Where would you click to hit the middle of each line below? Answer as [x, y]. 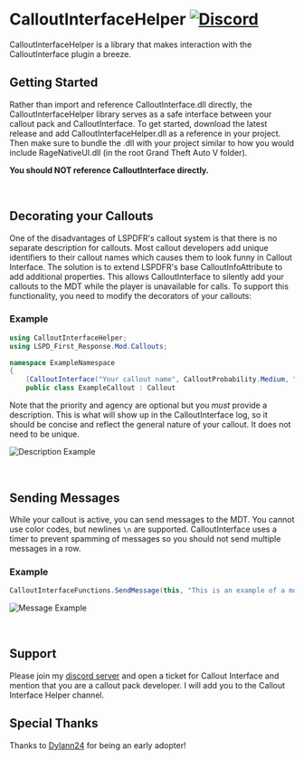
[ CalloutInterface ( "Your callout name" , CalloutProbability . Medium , [157, 380]
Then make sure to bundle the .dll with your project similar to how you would [152, 143]
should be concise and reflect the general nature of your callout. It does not [150, 425]
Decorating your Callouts [81, 216]
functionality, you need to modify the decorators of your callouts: [130, 295]
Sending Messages [65, 498]
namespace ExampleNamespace [62, 362]
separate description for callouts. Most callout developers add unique [139, 247]
